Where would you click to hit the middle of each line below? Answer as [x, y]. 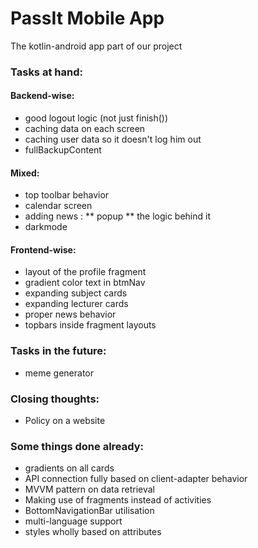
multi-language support [73, 521]
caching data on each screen [85, 129]
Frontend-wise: [43, 249]
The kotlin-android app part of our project [96, 46]
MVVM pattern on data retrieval [90, 489]
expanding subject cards [76, 293]
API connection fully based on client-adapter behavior [136, 479]
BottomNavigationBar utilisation [89, 511]
